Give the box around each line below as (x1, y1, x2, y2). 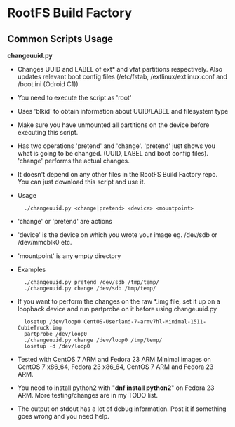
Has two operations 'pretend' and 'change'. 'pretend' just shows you (17, 142, 216, 150)
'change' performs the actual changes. (17, 156, 130, 165)
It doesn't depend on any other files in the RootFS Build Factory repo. (17, 170, 218, 178)
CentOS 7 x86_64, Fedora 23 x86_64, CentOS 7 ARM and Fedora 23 (17, 362, 214, 371)
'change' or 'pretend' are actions (17, 217, 112, 225)
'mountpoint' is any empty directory (17, 252, 121, 260)
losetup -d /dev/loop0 (24, 343, 90, 350)
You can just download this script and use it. (17, 177, 146, 186)
